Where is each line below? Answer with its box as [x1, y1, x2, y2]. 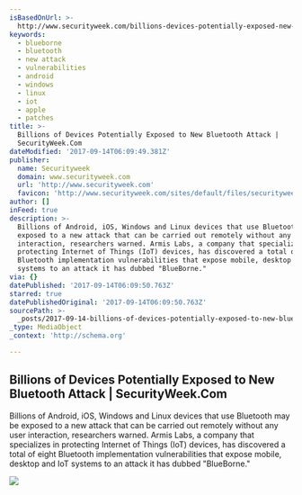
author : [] [9, 197, 50, 207]
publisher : [9, 155, 50, 165]
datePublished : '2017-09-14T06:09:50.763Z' [9, 281, 175, 290]
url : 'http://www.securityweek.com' [17, 181, 155, 190]
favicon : [17, 189, 50, 198]
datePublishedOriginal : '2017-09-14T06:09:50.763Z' [9, 298, 207, 307]
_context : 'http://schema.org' [9, 331, 127, 340]
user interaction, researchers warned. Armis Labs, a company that [9, 429, 254, 440]
